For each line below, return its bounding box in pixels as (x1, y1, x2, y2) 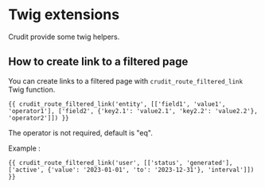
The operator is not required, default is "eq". (8, 127, 153, 137)
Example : (8, 143, 41, 153)
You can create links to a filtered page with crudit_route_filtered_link (8, 76, 244, 85)
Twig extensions (8, 6, 120, 24)
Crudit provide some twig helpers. (8, 32, 120, 41)
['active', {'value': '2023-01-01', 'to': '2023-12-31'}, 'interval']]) (8, 166, 255, 174)
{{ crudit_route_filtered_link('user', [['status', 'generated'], (8, 159, 233, 166)
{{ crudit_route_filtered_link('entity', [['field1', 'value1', (8, 100, 226, 108)
